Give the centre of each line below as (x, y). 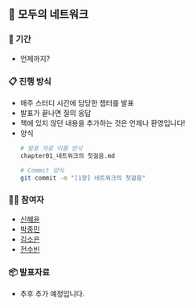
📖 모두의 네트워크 (48, 14)
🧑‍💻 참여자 (26, 200)
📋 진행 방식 (30, 81)
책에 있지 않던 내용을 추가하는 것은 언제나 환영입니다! (103, 122)
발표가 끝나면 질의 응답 (55, 113)
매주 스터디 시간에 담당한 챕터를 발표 (77, 102)
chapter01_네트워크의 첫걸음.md (67, 155)
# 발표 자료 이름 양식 (51, 148)
